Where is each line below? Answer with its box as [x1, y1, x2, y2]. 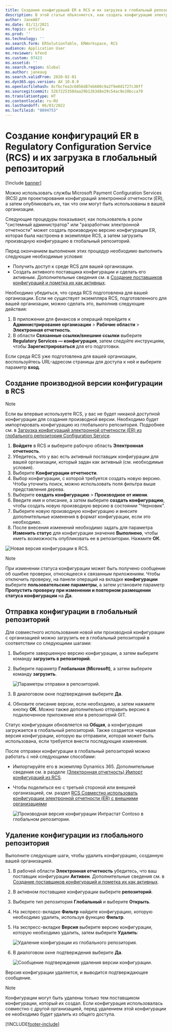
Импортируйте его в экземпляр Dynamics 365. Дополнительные [12, 763, 155, 769]
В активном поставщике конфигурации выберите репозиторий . [12, 889, 153, 895]
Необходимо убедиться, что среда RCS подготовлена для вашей [5, 289, 148, 296]
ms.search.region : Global [5, 65, 60, 70]
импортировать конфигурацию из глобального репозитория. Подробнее [5, 421, 165, 428]
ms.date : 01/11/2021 [5, 22, 50, 27]
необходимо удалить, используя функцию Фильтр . [12, 914, 125, 920]
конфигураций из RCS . [12, 774, 62, 780]
